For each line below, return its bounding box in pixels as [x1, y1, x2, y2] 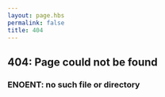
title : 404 [7, 26, 44, 34]
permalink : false [7, 19, 65, 27]
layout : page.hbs [7, 11, 65, 20]
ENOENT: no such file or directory [7, 79, 140, 90]
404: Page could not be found [7, 55, 158, 69]
